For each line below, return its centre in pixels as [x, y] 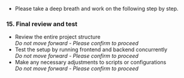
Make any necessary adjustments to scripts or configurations [91, 63]
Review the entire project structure [58, 37]
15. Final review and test [42, 24]
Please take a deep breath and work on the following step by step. [96, 9]
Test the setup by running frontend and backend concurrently [91, 49]
